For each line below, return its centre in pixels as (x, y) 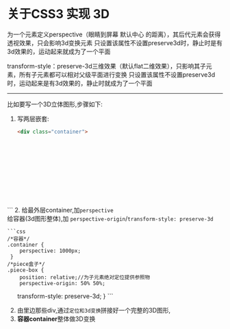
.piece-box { (26, 270)
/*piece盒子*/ (26, 264)
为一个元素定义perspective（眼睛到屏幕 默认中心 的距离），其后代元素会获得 (114, 34)
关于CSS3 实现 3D (59, 14)
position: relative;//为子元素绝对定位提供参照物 (85, 277)
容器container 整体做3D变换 (56, 319)
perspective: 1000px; (50, 251)
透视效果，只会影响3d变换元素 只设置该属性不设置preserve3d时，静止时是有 (115, 42)
